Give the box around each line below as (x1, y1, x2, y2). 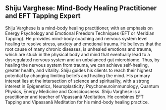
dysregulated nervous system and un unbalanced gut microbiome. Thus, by (5, 57, 160, 63)
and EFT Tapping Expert (5, 12, 81, 20)
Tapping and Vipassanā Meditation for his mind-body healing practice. (5, 99, 149, 105)
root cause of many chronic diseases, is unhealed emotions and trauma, (5, 46, 153, 52)
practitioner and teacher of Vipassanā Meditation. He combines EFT (5, 94, 144, 100)
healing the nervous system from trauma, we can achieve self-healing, (5, 62, 149, 68)
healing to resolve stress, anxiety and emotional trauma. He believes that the (5, 41, 162, 47)
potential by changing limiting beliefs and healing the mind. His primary (5, 72, 150, 79)
